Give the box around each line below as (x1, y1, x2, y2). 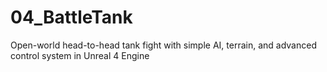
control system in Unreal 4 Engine (10, 49, 150, 61)
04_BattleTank (10, 6, 133, 29)
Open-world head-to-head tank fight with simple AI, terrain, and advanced (10, 39, 317, 51)
